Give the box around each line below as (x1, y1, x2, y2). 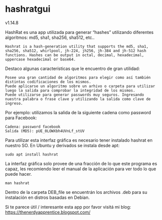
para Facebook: (5, 115, 37, 121)
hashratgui (5, 3, 51, 15)
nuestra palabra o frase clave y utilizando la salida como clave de (5, 96, 151, 101)
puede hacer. (5, 171, 32, 177)
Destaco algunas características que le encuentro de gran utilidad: (5, 65, 140, 71)
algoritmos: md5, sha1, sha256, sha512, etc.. (5, 34, 95, 40)
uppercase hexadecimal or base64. (5, 57, 76, 62)
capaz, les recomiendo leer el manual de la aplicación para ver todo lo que (5, 166, 157, 172)
